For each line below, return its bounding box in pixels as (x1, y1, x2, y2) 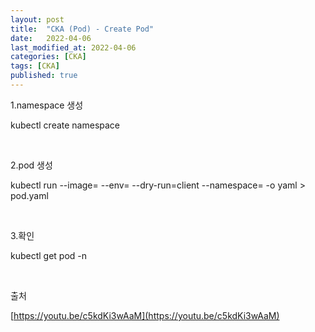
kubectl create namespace (10, 119, 121, 131)
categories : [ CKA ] (10, 52, 87, 62)
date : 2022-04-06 (10, 33, 92, 43)
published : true (10, 71, 78, 81)
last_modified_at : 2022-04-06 (10, 42, 137, 53)
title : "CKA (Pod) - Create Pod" (10, 24, 155, 34)
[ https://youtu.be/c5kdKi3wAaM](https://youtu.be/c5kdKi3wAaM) (10, 309, 280, 321)
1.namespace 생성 (10, 99, 84, 111)
